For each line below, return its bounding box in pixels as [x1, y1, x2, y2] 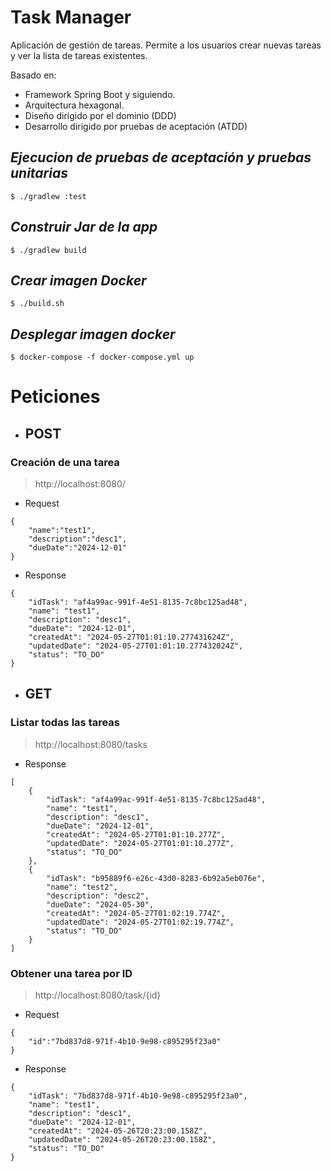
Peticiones [10, 386, 101, 408]
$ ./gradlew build [10, 245, 87, 255]
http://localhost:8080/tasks [34, 738, 148, 750]
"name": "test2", [46, 882, 118, 892]
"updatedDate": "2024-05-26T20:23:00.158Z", [28, 1135, 217, 1145]
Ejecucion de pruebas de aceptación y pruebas [10, 149, 312, 166]
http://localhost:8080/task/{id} [34, 989, 162, 1001]
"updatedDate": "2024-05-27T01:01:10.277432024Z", [28, 641, 244, 651]
